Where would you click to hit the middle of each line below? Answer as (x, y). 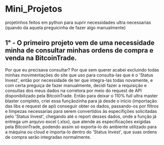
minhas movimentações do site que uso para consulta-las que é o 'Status (79, 75)
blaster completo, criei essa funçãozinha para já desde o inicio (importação (81, 101)
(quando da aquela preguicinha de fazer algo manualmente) (65, 27)
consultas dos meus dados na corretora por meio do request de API (73, 91)
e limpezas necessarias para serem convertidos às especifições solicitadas (81, 111)
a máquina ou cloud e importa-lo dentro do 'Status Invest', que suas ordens (81, 132)
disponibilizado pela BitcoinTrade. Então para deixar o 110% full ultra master (82, 95)
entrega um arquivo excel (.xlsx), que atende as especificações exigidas (78, 121)
